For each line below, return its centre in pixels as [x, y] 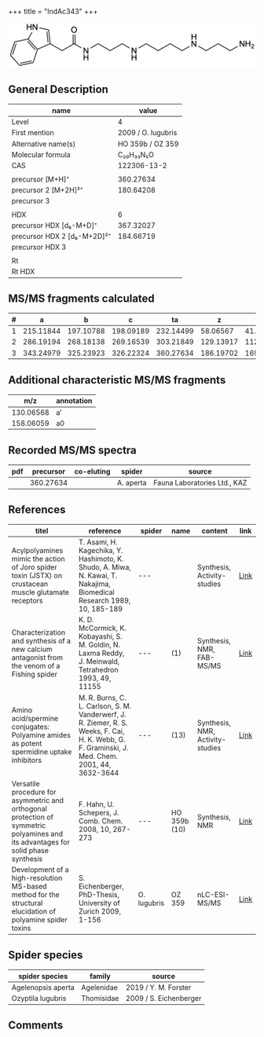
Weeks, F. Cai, [101, 731]
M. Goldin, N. [99, 645]
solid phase [30, 850]
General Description [58, 89]
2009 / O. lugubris [147, 133]
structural [27, 903]
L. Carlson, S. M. [105, 705]
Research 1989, [104, 601]
